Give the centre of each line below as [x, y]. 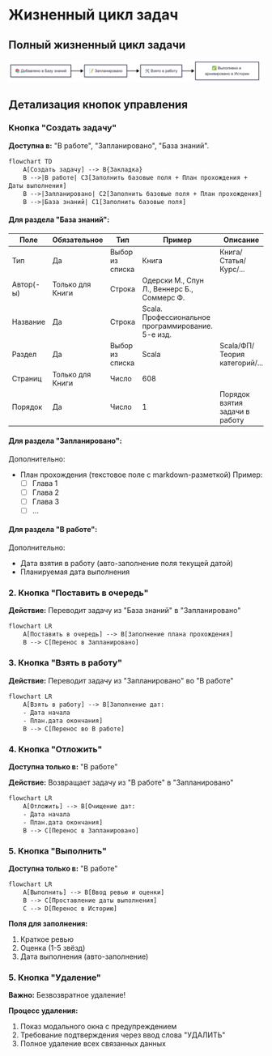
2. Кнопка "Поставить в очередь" [79, 593]
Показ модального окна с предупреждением [98, 1027]
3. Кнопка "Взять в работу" [66, 663]
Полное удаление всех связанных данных [93, 1044]
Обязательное [78, 240]
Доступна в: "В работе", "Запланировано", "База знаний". [109, 145]
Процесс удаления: [43, 1011]
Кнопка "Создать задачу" [63, 128]
